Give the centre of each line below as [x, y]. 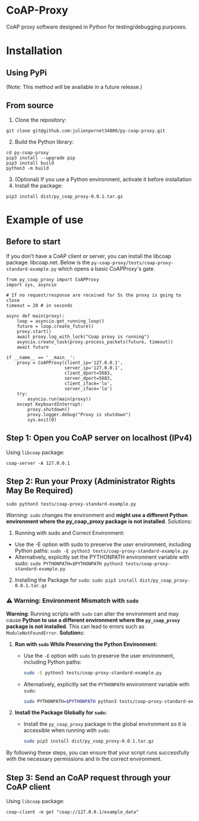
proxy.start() [34, 331]
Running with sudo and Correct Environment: [70, 533]
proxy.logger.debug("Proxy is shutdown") [79, 414]
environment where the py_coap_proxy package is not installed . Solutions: [99, 522]
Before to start [33, 242]
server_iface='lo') [88, 389]
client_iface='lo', [88, 383]
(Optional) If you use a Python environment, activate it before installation [103, 179]
